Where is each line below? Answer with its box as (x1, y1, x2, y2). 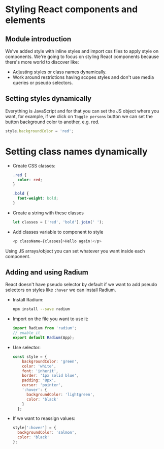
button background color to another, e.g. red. (5, 119, 100, 125)
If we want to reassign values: (12, 415, 75, 422)
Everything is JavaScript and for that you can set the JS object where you (5, 108, 159, 114)
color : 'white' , (22, 363, 56, 369)
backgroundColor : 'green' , (22, 359, 79, 364)
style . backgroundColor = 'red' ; (5, 128, 74, 133)
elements (5, 14, 46, 26)
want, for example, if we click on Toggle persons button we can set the (5, 113, 153, 119)
